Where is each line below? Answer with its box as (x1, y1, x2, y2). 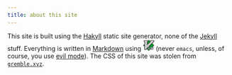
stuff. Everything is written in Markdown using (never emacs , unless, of (7, 44, 225, 52)
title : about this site (7, 11, 78, 18)
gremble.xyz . (7, 59, 45, 67)
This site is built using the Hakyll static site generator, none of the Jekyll (7, 32, 218, 40)
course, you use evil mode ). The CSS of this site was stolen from (7, 52, 197, 60)
